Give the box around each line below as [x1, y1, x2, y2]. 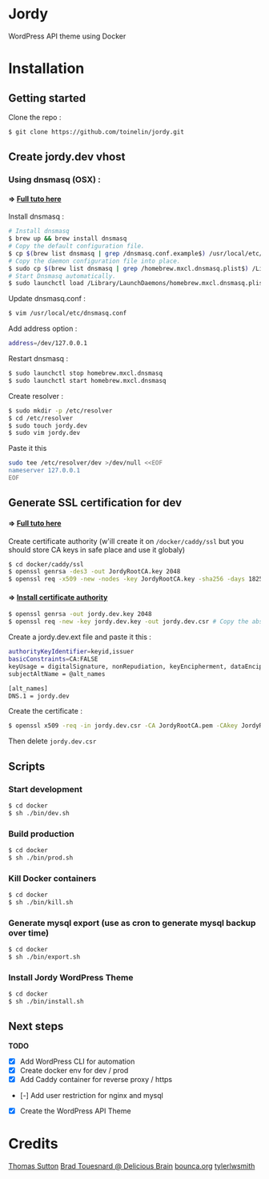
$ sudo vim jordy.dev [8, 429, 81, 437]
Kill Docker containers [8, 872, 97, 883]
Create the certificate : [8, 706, 82, 716]
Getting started [8, 91, 86, 105]
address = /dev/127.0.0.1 [8, 340, 88, 348]
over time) [8, 927, 50, 938]
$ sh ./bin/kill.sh [8, 898, 74, 906]
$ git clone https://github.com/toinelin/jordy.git [8, 127, 184, 136]
